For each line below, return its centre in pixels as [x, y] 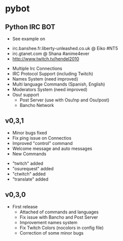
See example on [29, 39]
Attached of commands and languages [59, 212]
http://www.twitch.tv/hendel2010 [46, 59]
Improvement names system [48, 222]
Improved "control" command [42, 143]
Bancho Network [37, 105]
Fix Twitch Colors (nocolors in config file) [61, 228]
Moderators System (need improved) [50, 89]
